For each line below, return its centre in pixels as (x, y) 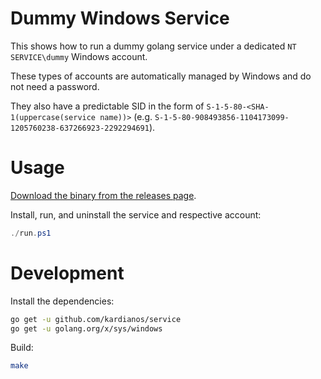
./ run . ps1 (31, 233)
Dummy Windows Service (120, 18)
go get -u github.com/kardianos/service (96, 319)
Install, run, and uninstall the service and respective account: (136, 214)
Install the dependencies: (62, 301)
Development (67, 273)
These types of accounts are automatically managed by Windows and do (161, 76)
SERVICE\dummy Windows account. (79, 56)
